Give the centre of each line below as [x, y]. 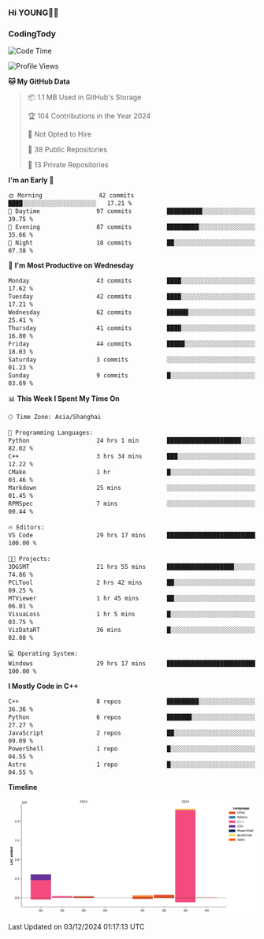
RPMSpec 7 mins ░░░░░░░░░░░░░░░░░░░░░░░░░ [132, 504]
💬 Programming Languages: [50, 433]
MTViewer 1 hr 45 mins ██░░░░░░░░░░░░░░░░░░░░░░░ [132, 599]
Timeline [23, 787]
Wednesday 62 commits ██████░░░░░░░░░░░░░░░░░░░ [132, 312]
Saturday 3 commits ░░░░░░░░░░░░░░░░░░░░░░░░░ [132, 360]
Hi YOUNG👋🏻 [33, 13]
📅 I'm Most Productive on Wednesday [71, 266]
